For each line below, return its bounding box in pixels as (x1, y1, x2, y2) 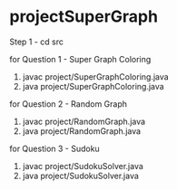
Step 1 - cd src (9, 36, 64, 47)
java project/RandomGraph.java (22, 125, 142, 137)
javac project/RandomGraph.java (22, 116, 146, 127)
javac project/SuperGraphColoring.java (22, 71, 170, 82)
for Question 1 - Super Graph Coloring (9, 53, 152, 64)
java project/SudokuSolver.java (22, 170, 139, 181)
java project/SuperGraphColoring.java (22, 81, 165, 91)
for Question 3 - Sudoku (9, 143, 100, 154)
